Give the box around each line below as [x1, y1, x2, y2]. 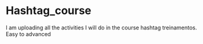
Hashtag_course [6, 4, 91, 18]
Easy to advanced [6, 30, 52, 37]
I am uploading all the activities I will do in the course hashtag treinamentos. [6, 24, 197, 31]
